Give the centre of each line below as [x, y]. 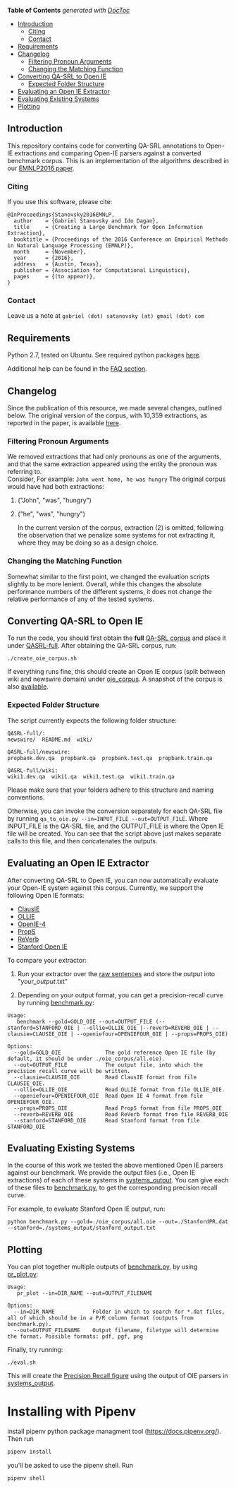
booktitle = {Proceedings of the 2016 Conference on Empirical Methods [121, 239]
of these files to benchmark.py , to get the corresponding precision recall [112, 1188]
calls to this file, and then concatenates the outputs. [82, 841]
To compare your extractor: [47, 960]
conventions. [26, 797]
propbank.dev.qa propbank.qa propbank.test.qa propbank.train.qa [110, 758]
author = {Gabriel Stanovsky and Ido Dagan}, [86, 221]
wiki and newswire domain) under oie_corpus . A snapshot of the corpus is [115, 679]
